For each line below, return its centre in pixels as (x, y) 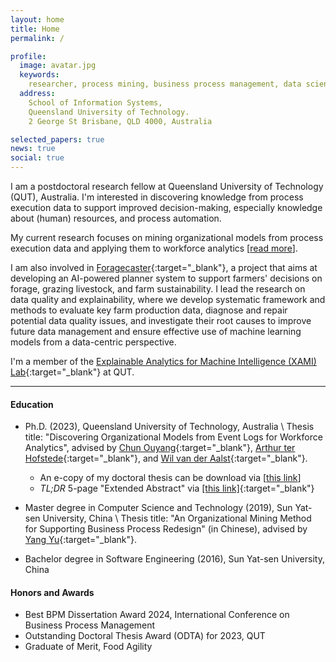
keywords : (39, 75)
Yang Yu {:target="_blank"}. (81, 540)
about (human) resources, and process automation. (116, 218)
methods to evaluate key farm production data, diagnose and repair (149, 310)
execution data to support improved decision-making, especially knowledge (166, 207)
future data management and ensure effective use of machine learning (156, 331)
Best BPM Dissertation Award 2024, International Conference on (157, 615)
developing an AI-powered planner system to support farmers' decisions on (166, 278)
